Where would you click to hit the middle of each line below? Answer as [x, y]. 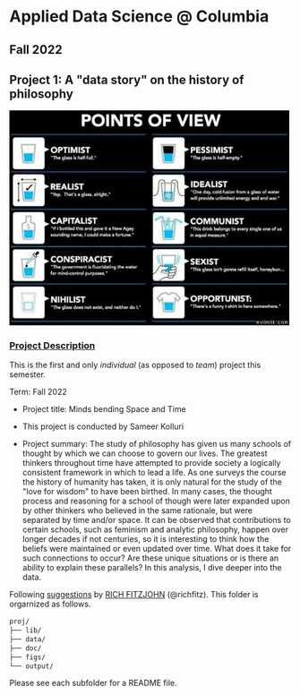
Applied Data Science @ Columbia [139, 17]
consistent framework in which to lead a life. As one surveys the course [154, 473]
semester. [28, 374]
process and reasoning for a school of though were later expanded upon [156, 501]
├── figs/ [28, 657]
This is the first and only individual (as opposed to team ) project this [135, 365]
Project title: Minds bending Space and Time [104, 409]
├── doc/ [26, 648]
